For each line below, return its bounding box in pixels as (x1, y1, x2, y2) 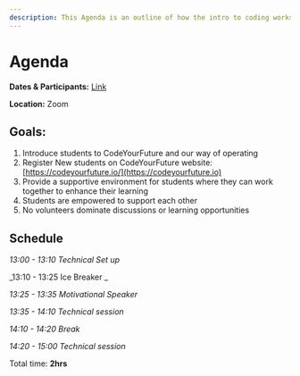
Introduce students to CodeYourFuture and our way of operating (21, 148, 259, 159)
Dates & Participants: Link (9, 81, 107, 92)
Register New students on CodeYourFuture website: (21, 157, 212, 168)
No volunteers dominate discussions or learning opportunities (21, 205, 250, 215)
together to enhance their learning (21, 186, 149, 196)
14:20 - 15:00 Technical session (9, 341, 127, 352)
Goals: (9, 124, 46, 139)
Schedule (9, 230, 64, 246)
